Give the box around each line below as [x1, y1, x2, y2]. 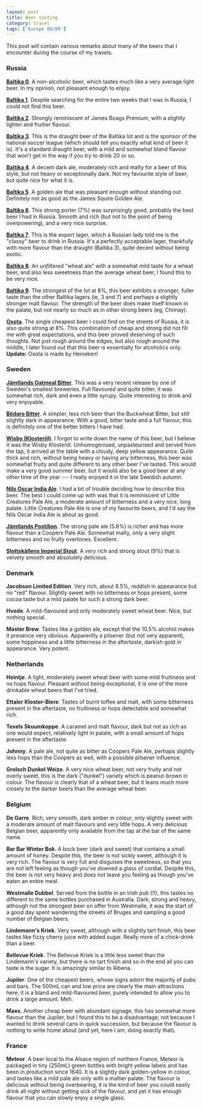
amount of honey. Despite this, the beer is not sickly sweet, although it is [6, 852, 187, 859]
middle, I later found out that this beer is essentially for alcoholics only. [6, 343, 182, 351]
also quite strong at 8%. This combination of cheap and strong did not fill [6, 324, 188, 331]
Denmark [6, 568, 34, 577]
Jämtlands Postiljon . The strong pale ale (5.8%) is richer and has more [6, 522, 184, 530]
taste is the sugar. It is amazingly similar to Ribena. [6, 964, 132, 971]
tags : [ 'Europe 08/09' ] [6, 25, 66, 32]
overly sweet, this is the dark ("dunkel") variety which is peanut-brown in [6, 772, 188, 779]
